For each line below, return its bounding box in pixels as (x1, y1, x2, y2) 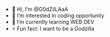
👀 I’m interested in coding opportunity (11, 12, 105, 19)
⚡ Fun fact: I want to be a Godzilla (11, 25, 95, 32)
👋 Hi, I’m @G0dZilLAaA (11, 6, 68, 13)
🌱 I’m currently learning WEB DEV (11, 18, 95, 25)
